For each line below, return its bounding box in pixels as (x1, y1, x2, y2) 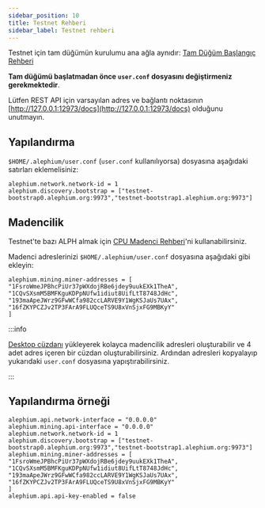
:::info (8, 324, 27, 334)
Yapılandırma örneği (8, 395, 111, 408)
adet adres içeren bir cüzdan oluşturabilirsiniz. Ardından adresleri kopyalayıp (8, 348, 258, 357)
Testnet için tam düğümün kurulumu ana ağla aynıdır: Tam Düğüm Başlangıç (8, 48, 256, 58)
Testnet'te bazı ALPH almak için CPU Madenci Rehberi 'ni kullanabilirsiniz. (8, 237, 248, 246)
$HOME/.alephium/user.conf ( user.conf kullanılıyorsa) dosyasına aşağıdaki (8, 156, 248, 166)
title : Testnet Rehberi (8, 19, 87, 27)
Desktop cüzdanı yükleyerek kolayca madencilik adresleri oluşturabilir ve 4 (8, 340, 252, 349)
